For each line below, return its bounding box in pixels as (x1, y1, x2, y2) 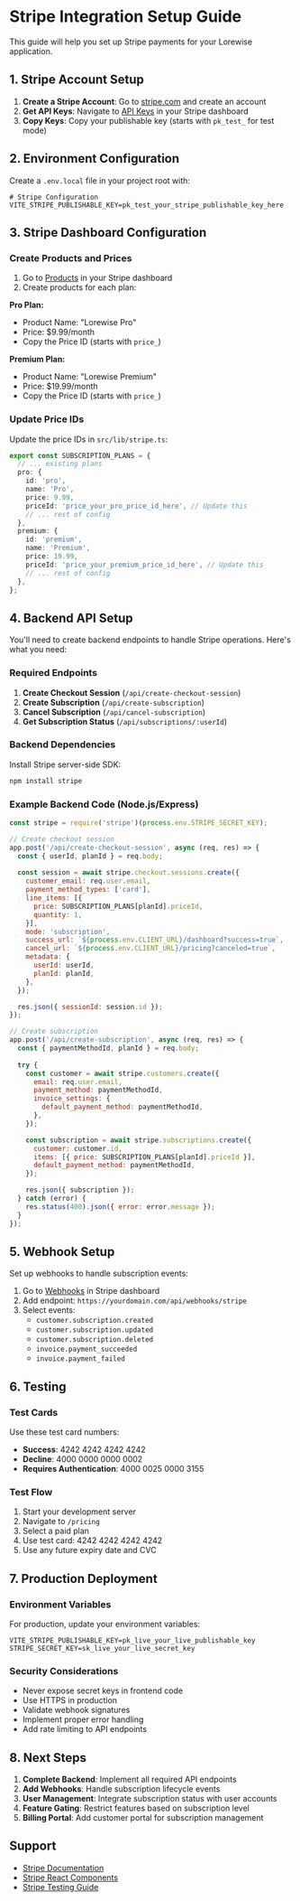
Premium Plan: (9, 354, 66, 365)
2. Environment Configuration (9, 151, 180, 166)
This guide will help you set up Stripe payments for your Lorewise (9, 36, 253, 47)
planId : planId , (32, 969, 95, 978)
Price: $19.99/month (22, 381, 98, 392)
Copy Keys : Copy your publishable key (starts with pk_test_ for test (22, 115, 275, 126)
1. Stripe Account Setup (9, 72, 144, 88)
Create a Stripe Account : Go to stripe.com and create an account (22, 96, 267, 107)
